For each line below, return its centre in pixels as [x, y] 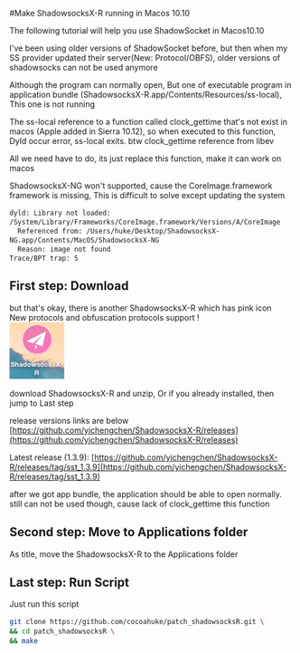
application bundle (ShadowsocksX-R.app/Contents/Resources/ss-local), [146, 95]
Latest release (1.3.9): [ [52, 457]
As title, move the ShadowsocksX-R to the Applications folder [124, 554]
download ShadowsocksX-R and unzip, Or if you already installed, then [142, 393]
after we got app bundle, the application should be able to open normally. [146, 494]
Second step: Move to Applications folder [129, 532]
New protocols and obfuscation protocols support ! [105, 317]
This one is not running [52, 104]
